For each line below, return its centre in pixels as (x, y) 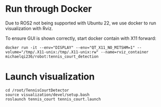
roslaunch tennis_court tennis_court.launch (53, 99)
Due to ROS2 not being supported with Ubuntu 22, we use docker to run (81, 23)
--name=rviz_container (125, 52)
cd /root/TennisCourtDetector (37, 90)
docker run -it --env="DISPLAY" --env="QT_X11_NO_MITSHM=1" (70, 47)
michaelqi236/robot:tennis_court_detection (52, 57)
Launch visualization (50, 77)
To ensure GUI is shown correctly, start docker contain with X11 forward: (81, 38)
